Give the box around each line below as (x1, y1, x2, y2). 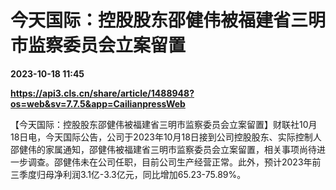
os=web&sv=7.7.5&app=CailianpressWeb (10, 97, 186, 110)
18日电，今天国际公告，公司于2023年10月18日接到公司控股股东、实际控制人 (10, 131, 322, 143)
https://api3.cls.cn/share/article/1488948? (10, 87, 195, 99)
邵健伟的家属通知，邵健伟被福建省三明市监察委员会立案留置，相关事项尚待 (10, 143, 317, 155)
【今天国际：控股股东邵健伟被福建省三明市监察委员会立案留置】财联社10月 (10, 118, 318, 130)
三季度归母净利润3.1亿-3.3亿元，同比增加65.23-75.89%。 (10, 168, 247, 180)
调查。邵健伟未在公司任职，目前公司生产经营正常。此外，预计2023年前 (27, 156, 322, 168)
